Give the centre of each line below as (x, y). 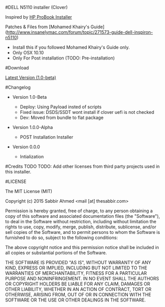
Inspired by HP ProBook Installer (39, 17)
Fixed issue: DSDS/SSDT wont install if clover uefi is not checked (87, 112)
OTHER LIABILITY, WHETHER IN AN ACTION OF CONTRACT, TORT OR (78, 289)
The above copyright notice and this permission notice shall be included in (82, 247)
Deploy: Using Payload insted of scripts (61, 107)
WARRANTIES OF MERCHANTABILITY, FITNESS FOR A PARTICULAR (76, 273)
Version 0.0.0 (26, 147)
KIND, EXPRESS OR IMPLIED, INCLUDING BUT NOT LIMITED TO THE (76, 268)
